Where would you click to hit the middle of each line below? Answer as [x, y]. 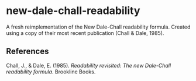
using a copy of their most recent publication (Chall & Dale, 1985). [85, 33]
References [27, 52]
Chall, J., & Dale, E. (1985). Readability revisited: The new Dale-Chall [89, 65]
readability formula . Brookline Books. [51, 72]
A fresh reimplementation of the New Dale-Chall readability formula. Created [98, 27]
